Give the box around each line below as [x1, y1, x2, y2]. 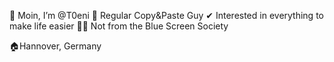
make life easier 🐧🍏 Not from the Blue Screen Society [9, 20, 229, 32]
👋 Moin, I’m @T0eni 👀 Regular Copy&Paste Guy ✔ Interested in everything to [9, 10, 324, 21]
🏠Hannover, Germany [9, 40, 102, 52]
